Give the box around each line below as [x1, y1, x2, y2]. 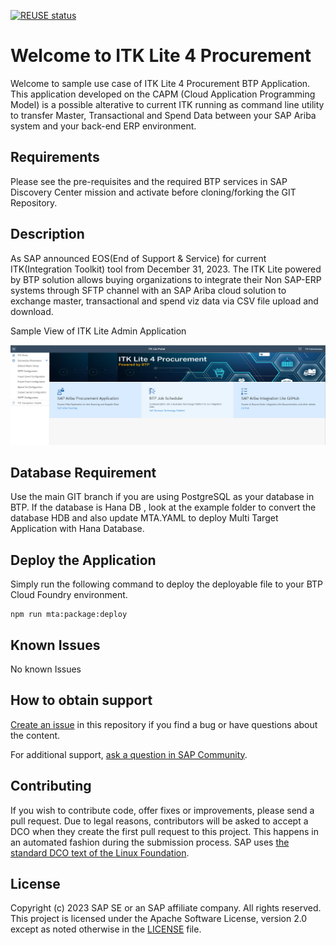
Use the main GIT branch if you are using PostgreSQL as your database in [10, 491, 315, 503]
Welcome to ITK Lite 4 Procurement [10, 45, 312, 67]
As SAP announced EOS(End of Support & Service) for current [10, 252, 267, 264]
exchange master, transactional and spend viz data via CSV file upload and [10, 295, 319, 307]
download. [10, 305, 54, 317]
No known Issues [10, 663, 82, 675]
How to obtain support [10, 692, 153, 709]
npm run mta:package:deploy [10, 610, 128, 620]
